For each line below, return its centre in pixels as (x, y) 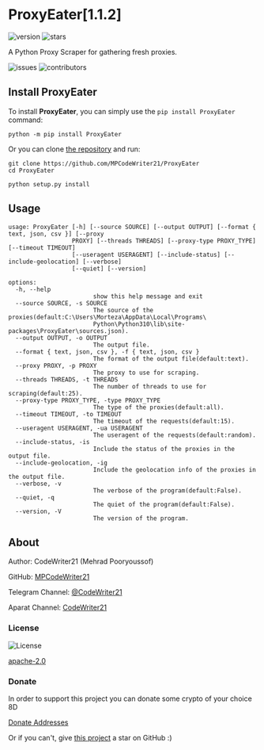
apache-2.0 (27, 660)
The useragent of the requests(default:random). (175, 435)
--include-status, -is (53, 442)
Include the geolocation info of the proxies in (175, 469)
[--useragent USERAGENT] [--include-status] (146, 254)
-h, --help (33, 289)
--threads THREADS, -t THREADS (67, 379)
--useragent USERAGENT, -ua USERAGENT (79, 428)
